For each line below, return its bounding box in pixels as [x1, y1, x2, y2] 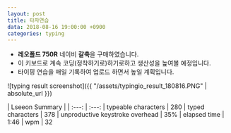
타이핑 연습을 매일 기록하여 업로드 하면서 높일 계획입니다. [17, 68, 174, 76]
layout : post [7, 10, 46, 18]
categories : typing [7, 30, 65, 37]
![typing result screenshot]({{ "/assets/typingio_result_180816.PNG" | [7, 82, 207, 90]
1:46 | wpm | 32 [7, 118, 53, 127]
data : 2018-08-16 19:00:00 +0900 [7, 23, 106, 30]
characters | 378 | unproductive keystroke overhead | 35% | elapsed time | [7, 110, 225, 119]
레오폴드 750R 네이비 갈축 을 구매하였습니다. [17, 50, 139, 58]
